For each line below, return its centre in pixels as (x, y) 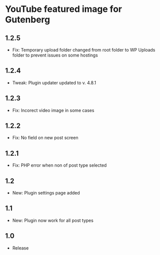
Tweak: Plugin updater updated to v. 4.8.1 (54, 82)
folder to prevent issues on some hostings (55, 55)
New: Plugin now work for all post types (53, 220)
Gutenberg (28, 20)
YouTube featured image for (64, 9)
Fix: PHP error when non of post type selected (60, 165)
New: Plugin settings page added (46, 193)
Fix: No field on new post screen (45, 138)
